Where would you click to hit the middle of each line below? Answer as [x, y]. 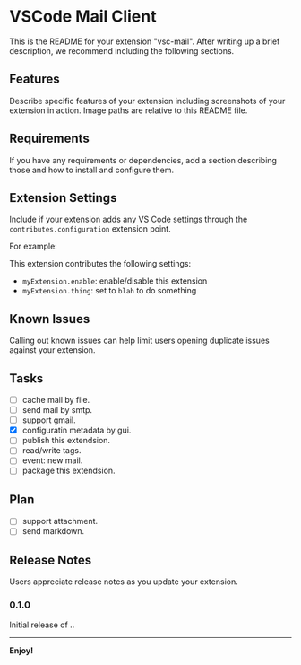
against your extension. [52, 350]
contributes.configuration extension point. [90, 229]
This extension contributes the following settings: [100, 264]
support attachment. [60, 521]
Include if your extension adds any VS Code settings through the [129, 219]
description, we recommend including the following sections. [122, 50]
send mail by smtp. [57, 410]
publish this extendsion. [66, 441]
